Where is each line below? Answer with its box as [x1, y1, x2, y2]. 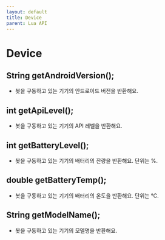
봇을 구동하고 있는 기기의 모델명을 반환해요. [15, 227, 118, 234]
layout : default [6, 9, 47, 15]
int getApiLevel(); [6, 105, 74, 115]
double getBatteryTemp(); [6, 175, 107, 185]
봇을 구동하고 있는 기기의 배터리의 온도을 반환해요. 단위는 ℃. [15, 192, 159, 199]
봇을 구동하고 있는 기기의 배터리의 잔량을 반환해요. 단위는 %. [15, 157, 158, 164]
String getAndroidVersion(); [6, 70, 115, 81]
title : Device [6, 15, 42, 21]
